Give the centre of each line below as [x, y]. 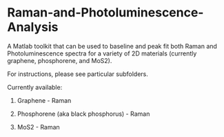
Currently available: [35, 87]
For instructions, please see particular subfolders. [78, 74]
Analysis [33, 27]
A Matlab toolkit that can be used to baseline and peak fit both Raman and [112, 46]
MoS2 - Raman [38, 127]
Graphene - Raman [44, 100]
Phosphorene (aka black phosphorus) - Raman [83, 114]
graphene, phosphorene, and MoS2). [60, 60]
